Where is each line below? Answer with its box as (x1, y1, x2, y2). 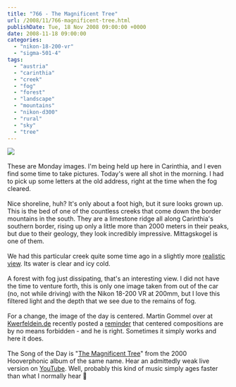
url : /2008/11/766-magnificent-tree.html (7, 17, 131, 24)
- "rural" (13, 115, 42, 122)
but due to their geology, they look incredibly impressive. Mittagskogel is (7, 230, 218, 238)
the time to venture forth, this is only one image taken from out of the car (7, 282, 218, 290)
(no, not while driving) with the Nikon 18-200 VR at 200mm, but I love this (7, 290, 221, 298)
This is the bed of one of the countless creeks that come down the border (7, 207, 222, 216)
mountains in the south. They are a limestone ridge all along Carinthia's (7, 214, 213, 223)
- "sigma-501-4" (13, 50, 61, 57)
